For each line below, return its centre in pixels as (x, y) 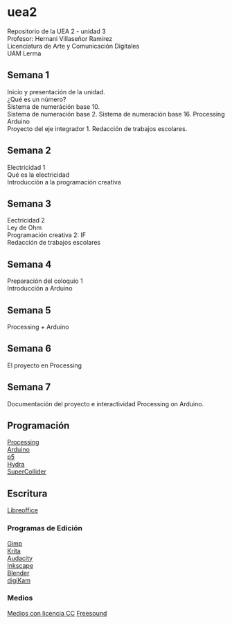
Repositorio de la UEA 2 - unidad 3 (56, 31)
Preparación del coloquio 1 (45, 281)
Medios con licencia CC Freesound (57, 613)
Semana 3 (29, 203)
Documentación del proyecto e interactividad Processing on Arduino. (106, 404)
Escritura (27, 493)
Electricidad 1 (26, 167)
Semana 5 (29, 310)
